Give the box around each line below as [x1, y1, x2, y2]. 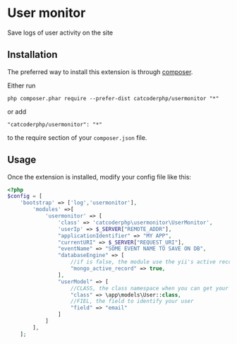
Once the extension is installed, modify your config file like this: [7, 172, 192, 181]
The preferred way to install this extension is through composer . [7, 67, 193, 76]
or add [7, 107, 27, 116]
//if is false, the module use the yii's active [70, 259, 217, 266]
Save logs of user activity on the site [7, 28, 114, 37]
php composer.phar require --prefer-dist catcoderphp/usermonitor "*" [7, 95, 219, 102]
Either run [7, 81, 36, 90]
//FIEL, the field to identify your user [70, 298, 194, 305]
